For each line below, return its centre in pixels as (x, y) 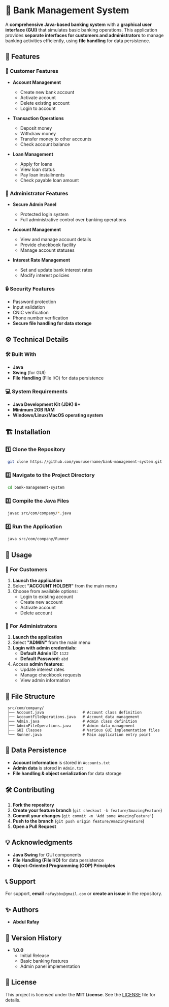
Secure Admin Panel (35, 204)
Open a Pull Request (35, 826)
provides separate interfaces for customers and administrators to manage (84, 35)
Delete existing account (45, 103)
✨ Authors (22, 910)
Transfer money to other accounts (56, 139)
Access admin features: (38, 664)
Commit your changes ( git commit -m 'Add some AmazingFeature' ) (83, 815)
